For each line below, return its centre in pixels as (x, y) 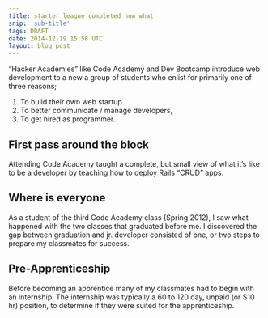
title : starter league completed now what (81, 16)
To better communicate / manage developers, (96, 111)
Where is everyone (57, 198)
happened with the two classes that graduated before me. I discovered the (133, 226)
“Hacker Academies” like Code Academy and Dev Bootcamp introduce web (134, 69)
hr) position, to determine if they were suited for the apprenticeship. (121, 305)
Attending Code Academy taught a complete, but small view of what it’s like (134, 163)
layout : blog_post (39, 46)
